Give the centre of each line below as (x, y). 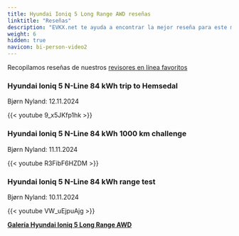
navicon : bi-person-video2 (47, 47)
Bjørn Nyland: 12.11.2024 (43, 101)
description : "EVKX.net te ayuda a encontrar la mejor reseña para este (117, 27)
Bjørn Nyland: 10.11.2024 (43, 197)
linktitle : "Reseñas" (39, 21)
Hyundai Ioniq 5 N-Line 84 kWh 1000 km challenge (97, 134)
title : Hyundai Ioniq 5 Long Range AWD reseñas (79, 14)
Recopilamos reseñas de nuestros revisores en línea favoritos (97, 67)
